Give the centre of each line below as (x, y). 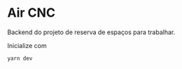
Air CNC (31, 13)
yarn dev (20, 58)
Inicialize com (27, 45)
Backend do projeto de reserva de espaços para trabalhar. (91, 32)
